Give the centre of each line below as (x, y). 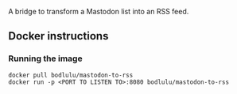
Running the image (45, 58)
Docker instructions (58, 36)
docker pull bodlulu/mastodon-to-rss (71, 75)
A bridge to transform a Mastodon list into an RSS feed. (99, 11)
